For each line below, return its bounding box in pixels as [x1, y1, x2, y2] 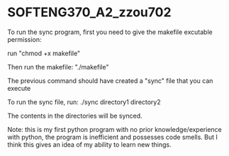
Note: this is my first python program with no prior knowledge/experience [7, 125, 222, 133]
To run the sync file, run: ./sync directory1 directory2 [7, 97, 161, 106]
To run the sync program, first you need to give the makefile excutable [7, 28, 213, 36]
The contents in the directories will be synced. [7, 111, 143, 120]
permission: [7, 35, 42, 43]
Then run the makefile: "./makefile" [7, 62, 109, 71]
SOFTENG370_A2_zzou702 [7, 4, 172, 21]
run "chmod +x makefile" [7, 49, 81, 57]
